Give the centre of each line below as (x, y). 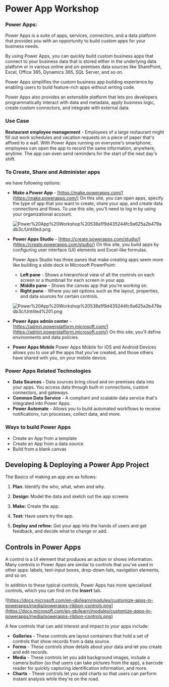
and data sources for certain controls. (59, 297)
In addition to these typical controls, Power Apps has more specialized (78, 585)
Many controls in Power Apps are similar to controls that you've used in (79, 565)
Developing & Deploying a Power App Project (77, 465)
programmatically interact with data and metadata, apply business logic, (80, 103)
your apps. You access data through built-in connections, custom (80, 387)
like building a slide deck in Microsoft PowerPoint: (64, 265)
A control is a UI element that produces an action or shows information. (79, 559)
